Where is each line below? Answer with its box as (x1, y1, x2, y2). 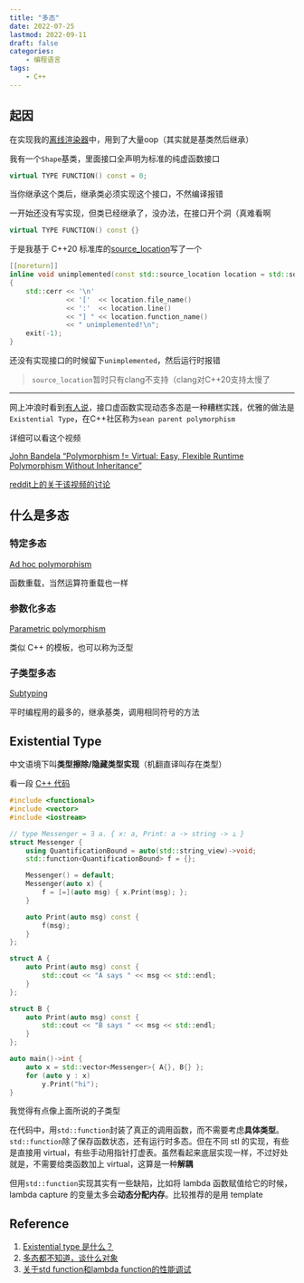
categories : (9, 47, 54, 56)
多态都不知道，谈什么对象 (22, 1252, 119, 1264)
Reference (9, 1216, 70, 1231)
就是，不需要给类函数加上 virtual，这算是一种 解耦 (9, 1159, 194, 1170)
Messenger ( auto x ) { (25, 880, 103, 889)
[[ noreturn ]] (9, 262, 59, 271)
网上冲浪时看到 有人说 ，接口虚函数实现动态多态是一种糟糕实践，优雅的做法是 (9, 402, 295, 413)
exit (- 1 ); (25, 329, 63, 338)
